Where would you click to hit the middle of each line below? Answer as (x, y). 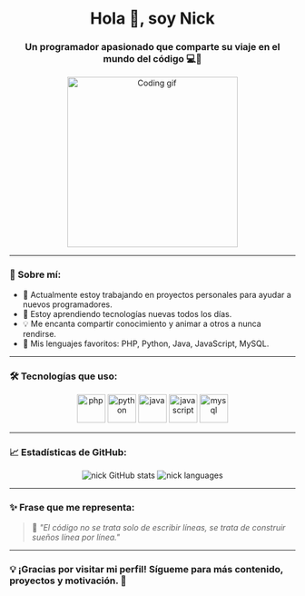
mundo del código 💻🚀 (152, 59)
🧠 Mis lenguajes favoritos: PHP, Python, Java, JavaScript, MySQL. (146, 343)
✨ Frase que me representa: (72, 508)
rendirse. (39, 333)
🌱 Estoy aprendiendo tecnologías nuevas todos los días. (127, 313)
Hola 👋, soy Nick (152, 19)
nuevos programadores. (67, 304)
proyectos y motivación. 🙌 (68, 581)
